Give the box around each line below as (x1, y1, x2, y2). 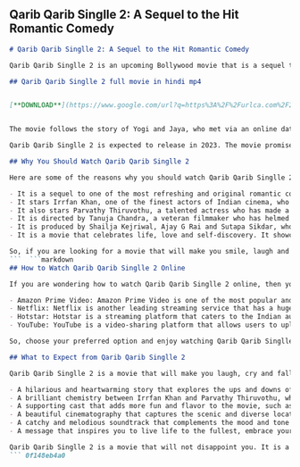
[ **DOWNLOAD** (9, 101, 62, 110)
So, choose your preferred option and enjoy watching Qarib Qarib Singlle (9, 337, 294, 346)
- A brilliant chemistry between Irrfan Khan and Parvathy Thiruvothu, (9, 393, 281, 403)
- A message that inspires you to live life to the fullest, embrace (9, 427, 274, 436)
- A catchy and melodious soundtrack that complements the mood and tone (9, 419, 290, 428)
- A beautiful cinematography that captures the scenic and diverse (9, 410, 270, 419)
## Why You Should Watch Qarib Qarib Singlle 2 (9, 157, 190, 166)
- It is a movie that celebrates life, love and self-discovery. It (9, 231, 270, 240)
